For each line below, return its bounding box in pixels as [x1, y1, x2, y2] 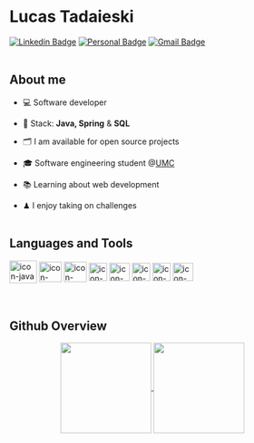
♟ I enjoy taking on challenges [22, 199, 138, 210]
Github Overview [9, 318, 107, 333]
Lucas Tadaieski [9, 6, 134, 27]
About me [9, 72, 66, 88]
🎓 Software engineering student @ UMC [22, 157, 175, 169]
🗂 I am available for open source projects [22, 136, 180, 147]
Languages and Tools [9, 236, 133, 251]
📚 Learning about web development [22, 178, 160, 189]
